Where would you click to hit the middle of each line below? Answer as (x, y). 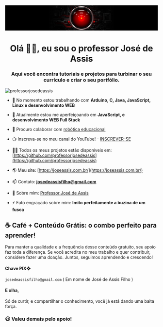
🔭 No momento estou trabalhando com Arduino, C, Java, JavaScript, (81, 100)
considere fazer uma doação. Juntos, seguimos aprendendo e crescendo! (79, 257)
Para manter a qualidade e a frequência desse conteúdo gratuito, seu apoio (81, 247)
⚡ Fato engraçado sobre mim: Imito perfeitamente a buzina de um (79, 202)
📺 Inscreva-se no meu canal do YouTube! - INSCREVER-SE (71, 139)
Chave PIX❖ (18, 269)
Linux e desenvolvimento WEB (43, 105)
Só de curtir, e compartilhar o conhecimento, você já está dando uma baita (80, 301)
